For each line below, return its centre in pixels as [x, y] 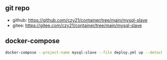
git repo [17, 8]
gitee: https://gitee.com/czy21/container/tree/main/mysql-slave [77, 25]
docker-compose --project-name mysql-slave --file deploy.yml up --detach [84, 52]
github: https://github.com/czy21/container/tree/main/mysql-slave [80, 20]
